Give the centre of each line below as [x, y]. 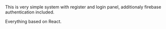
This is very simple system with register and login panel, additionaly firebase [83, 7]
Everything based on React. [33, 22]
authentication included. [30, 12]
